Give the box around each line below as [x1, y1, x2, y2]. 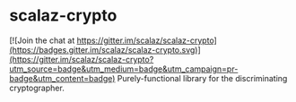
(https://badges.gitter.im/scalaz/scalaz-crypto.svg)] [9, 44, 202, 55]
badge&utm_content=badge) [9, 72, 116, 83]
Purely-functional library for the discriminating [117, 72, 288, 83]
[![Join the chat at [9, 35, 75, 46]
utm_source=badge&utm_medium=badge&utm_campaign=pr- [9, 64, 239, 74]
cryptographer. [9, 82, 65, 93]
